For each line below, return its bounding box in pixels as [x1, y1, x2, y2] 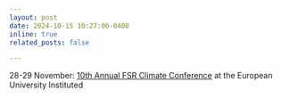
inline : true [9, 29, 58, 38]
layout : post [9, 12, 58, 22]
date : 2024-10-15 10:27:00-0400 [9, 21, 129, 30]
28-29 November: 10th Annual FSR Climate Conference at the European [9, 70, 273, 81]
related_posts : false [9, 37, 90, 47]
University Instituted [9, 79, 83, 90]
